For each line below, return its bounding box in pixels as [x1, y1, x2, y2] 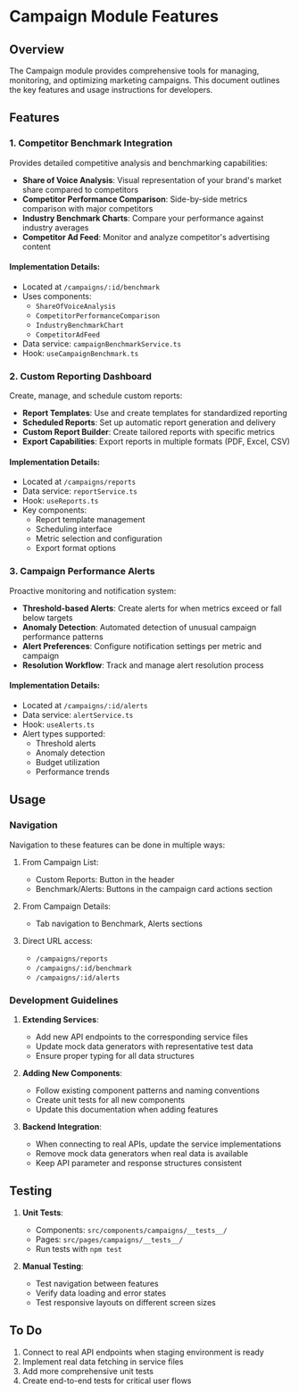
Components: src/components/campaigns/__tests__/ [35, 1224, 228, 1235]
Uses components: [21, 290, 92, 301]
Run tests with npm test [35, 1243, 122, 1254]
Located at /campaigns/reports [21, 476, 137, 488]
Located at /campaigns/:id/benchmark [21, 281, 161, 292]
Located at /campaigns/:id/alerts [21, 699, 148, 711]
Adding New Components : [21, 1067, 123, 1078]
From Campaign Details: [21, 900, 112, 912]
